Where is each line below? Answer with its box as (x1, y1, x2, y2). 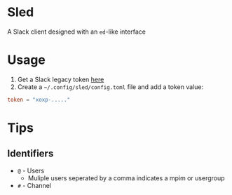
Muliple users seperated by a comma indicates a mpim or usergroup (27, 173, 226, 182)
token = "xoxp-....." (7, 96, 71, 103)
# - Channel (17, 181, 51, 189)
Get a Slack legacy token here (17, 75, 104, 83)
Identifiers (7, 148, 54, 160)
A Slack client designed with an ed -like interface (7, 27, 146, 36)
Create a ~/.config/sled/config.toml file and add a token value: (17, 82, 204, 91)
